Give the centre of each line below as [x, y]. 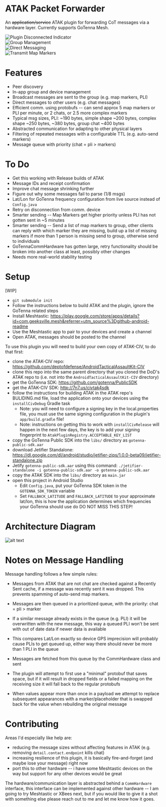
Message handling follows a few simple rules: [51, 574]
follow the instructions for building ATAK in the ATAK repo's [72, 393]
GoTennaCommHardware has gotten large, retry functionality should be [85, 246]
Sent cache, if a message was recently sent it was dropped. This [78, 588]
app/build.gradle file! [42, 419]
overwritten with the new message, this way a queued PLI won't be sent [85, 624]
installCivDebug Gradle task [41, 403]
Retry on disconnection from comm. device [56, 209]
